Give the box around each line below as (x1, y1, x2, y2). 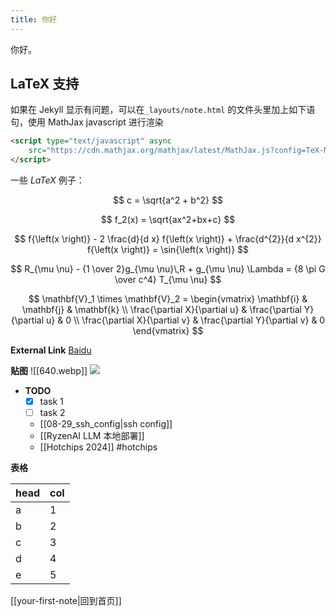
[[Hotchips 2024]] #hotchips (39, 441, 158, 453)
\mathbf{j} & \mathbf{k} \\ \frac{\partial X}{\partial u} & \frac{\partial (21, 304, 302, 316)
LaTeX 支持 (10, 76, 80, 93)
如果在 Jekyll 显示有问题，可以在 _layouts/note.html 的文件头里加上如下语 (10, 104, 316, 116)
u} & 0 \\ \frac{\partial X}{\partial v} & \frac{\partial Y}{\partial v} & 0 (46, 314, 326, 326)
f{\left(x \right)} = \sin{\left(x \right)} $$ (86, 244, 250, 256)
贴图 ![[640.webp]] (10, 365, 88, 377)
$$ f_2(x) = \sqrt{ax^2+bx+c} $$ (100, 214, 236, 226)
